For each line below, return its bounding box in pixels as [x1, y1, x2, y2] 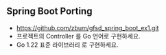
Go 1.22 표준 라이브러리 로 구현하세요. [16, 41, 119, 49]
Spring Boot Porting [6, 5, 93, 17]
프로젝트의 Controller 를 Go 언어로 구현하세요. [16, 32, 141, 40]
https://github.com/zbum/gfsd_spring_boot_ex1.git [16, 23, 159, 32]
